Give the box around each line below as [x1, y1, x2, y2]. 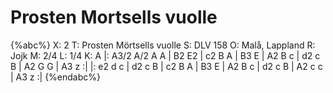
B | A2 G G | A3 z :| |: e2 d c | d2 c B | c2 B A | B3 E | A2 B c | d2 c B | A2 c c [10, 60, 323, 72]
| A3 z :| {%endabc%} [10, 71, 101, 83]
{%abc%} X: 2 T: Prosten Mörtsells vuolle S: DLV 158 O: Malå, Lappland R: [10, 39, 316, 51]
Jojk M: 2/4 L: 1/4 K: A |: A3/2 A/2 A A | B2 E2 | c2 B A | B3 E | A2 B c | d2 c [10, 49, 321, 61]
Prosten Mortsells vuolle [10, 6, 218, 29]
